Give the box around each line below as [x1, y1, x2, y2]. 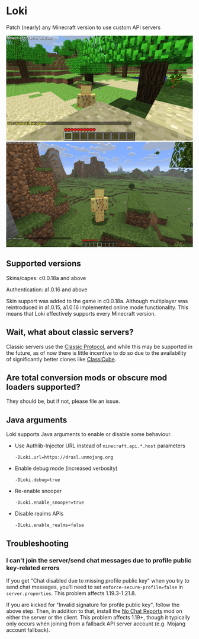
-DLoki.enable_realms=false [14, 522, 84, 529]
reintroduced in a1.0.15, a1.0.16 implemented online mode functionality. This [6, 304, 188, 311]
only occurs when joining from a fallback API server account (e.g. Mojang [6, 620, 185, 627]
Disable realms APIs [14, 510, 64, 517]
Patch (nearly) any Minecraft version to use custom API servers [6, 24, 161, 31]
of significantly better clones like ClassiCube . [6, 355, 117, 363]
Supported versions [6, 259, 81, 269]
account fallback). [6, 626, 50, 633]
